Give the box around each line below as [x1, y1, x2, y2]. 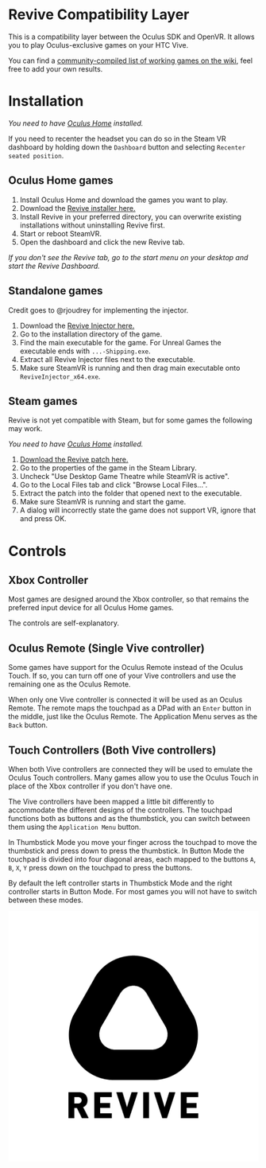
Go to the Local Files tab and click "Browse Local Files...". [19, 480, 208, 490]
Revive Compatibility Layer [8, 6, 190, 24]
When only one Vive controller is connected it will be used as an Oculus [8, 695, 243, 705]
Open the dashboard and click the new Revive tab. [19, 237, 185, 247]
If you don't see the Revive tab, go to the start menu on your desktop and [8, 252, 249, 262]
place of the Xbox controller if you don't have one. [8, 781, 173, 791]
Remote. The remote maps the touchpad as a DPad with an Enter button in [8, 703, 252, 713]
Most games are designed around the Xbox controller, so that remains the [8, 594, 249, 604]
